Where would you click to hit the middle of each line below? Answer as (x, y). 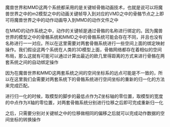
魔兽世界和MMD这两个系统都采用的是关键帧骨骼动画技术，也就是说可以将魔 (84, 7)
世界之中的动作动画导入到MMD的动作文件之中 (71, 20)
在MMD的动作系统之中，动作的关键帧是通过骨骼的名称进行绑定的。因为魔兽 (84, 31)
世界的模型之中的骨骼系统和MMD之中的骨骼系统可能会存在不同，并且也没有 (84, 37)
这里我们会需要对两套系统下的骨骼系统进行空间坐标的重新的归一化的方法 (89, 79)
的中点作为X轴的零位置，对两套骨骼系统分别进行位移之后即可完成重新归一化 (84, 103)
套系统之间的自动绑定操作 (32, 62)
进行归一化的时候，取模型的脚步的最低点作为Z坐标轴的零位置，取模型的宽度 (84, 96)
